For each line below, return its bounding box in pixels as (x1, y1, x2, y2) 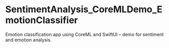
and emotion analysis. (5, 37, 52, 43)
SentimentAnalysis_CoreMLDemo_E (5, 4, 163, 15)
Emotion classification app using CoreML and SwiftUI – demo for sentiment (5, 31, 164, 37)
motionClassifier (5, 14, 78, 26)
